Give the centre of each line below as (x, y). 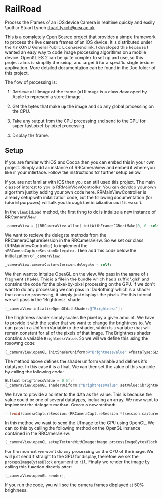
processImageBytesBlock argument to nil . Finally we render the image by (78, 462)
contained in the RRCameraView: (38, 433)
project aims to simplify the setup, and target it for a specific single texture (79, 62)
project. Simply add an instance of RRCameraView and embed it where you (80, 167)
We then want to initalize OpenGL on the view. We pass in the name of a (77, 274)
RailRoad (23, 9)
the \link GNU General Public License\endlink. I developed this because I (77, 47)
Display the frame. (30, 135)
